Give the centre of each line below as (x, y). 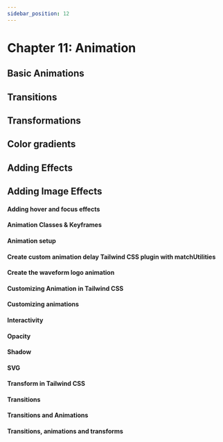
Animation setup (32, 241)
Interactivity (25, 320)
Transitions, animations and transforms (65, 432)
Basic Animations (46, 74)
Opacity (19, 336)
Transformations (44, 120)
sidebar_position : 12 (38, 14)
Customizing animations (43, 304)
